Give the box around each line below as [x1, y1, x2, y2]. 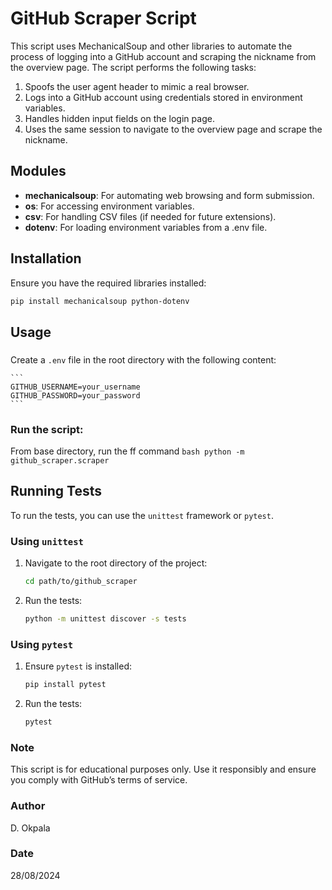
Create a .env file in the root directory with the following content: [10, 353, 277, 366]
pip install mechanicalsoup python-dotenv [10, 296, 190, 306]
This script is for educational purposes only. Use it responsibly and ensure [10, 763, 317, 776]
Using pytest [10, 637, 74, 651]
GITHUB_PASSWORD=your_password [10, 390, 141, 401]
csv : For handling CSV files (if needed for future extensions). [24, 210, 277, 222]
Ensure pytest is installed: [24, 660, 133, 672]
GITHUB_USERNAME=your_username [10, 382, 141, 392]
